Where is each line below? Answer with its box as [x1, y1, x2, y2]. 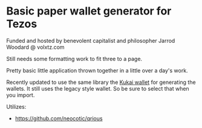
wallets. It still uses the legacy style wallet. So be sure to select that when [6, 85, 189, 92]
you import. [6, 91, 35, 98]
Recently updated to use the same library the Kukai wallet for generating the [6, 78, 196, 86]
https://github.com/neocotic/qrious [15, 115, 103, 122]
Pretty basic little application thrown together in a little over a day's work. [6, 66, 189, 74]
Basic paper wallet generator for [6, 4, 172, 18]
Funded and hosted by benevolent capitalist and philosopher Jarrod [6, 37, 175, 44]
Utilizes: [6, 103, 27, 110]
